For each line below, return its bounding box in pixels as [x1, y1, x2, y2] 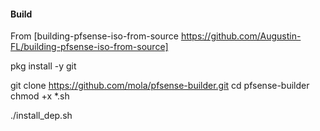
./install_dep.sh [10, 110, 73, 122]
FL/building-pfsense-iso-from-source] [10, 41, 169, 53]
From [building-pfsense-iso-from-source [10, 30, 179, 42]
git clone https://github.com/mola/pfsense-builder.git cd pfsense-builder [10, 80, 310, 92]
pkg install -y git [10, 60, 77, 72]
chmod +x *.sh [10, 90, 70, 102]
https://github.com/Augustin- [180, 30, 302, 42]
